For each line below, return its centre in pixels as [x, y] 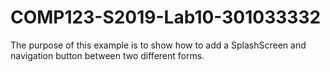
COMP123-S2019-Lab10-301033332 [166, 17]
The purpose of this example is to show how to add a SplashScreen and [158, 45]
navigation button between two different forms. [107, 55]
